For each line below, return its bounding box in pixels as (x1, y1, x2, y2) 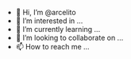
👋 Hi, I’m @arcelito (15, 8, 77, 17)
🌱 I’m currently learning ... (15, 25, 101, 33)
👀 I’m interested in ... (15, 16, 83, 26)
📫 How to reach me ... (15, 42, 90, 51)
